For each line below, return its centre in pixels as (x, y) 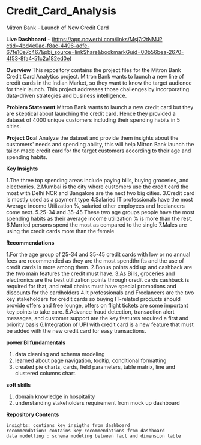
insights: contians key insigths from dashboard (68, 425)
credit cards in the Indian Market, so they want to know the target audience (99, 83)
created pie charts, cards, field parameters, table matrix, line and (95, 366)
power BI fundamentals (36, 342)
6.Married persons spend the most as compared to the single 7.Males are (97, 225)
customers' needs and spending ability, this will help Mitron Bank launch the (100, 144)
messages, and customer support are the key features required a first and (97, 318)
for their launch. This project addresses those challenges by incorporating (98, 89)
